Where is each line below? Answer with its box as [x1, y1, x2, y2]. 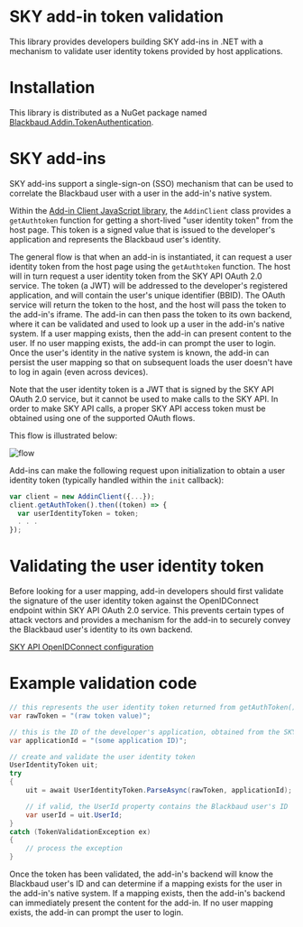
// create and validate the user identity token [9, 752, 196, 761]
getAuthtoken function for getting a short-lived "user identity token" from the [9, 215, 294, 225]
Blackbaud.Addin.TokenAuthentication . [9, 116, 154, 127]
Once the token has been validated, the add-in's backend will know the [9, 868, 273, 880]
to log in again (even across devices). [9, 366, 149, 377]
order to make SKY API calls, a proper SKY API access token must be [9, 403, 266, 414]
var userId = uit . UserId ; [25, 810, 124, 820]
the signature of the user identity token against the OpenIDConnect [9, 595, 259, 606]
